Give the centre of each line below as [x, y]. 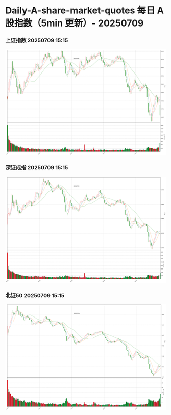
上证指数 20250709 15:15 [37, 40]
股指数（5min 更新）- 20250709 [75, 23]
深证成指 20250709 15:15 [37, 168]
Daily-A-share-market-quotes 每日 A [85, 10]
